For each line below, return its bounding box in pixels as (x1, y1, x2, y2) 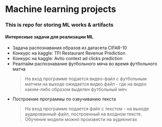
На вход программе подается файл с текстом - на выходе (24, 106, 149, 112)
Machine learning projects (5, 3, 116, 15)
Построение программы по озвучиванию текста (12, 96, 116, 102)
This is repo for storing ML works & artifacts (5, 21, 114, 28)
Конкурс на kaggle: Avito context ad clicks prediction (12, 55, 123, 61)
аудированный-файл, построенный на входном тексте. (24, 111, 142, 117)
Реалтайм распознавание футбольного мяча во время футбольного (12, 61, 158, 67)
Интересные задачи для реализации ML (5, 33, 94, 39)
